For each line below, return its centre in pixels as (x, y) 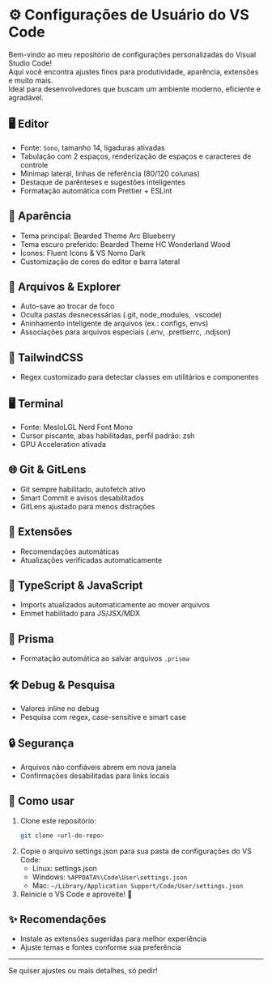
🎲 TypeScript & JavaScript (76, 586)
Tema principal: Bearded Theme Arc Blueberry (98, 236)
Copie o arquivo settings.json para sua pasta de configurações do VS (136, 851)
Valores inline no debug (59, 709)
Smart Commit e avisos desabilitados (82, 498)
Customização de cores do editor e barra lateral (100, 262)
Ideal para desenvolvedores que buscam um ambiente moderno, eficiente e (135, 89)
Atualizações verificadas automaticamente (91, 560)
